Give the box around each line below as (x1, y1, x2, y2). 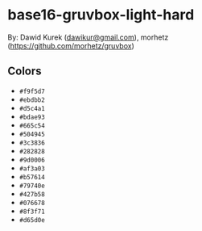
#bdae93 (19, 113, 45, 121)
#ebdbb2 (19, 95, 45, 104)
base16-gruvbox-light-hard (7, 6, 195, 24)
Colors (7, 65, 42, 78)
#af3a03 (19, 164, 45, 173)
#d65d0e (19, 216, 45, 224)
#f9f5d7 (19, 87, 45, 95)
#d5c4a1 (19, 104, 45, 112)
